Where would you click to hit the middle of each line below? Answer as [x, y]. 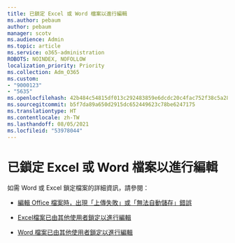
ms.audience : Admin [36, 40]
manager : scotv [29, 33]
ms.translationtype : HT [42, 111]
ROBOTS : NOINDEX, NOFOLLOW [47, 59]
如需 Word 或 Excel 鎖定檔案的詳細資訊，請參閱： [78, 188]
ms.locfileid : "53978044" [45, 131]
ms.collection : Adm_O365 [43, 72]
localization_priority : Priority [56, 66]
